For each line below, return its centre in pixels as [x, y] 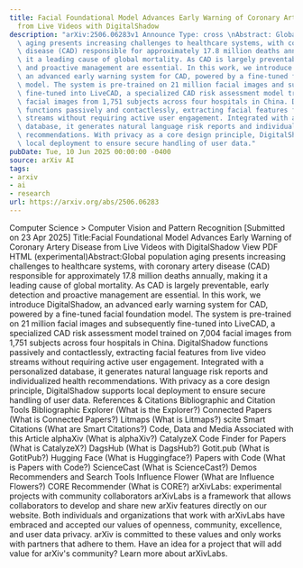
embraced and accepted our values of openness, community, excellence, [146, 525]
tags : [19, 169]
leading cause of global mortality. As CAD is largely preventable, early [139, 285]
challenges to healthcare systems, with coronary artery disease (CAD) [140, 266]
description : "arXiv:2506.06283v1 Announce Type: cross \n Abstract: [141, 34]
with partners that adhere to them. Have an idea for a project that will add [146, 544]
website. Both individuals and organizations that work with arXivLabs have [147, 515]
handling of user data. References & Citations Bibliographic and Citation [142, 400]
